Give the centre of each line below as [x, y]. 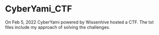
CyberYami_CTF [39, 9]
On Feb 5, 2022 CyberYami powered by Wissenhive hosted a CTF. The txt [79, 22]
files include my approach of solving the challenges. [58, 27]
